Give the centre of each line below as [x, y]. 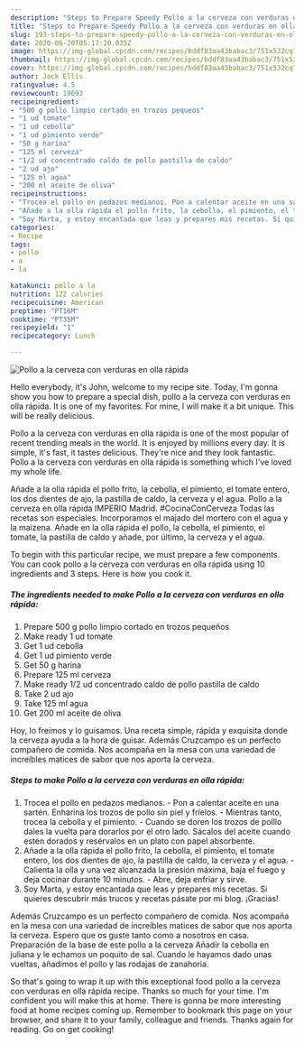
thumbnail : [31, 60]
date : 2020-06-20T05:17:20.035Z [71, 43]
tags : [20, 245]
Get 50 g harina [52, 665]
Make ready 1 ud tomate [68, 636]
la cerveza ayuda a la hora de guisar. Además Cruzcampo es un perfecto [146, 740]
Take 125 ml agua [55, 703]
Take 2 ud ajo [49, 693]
